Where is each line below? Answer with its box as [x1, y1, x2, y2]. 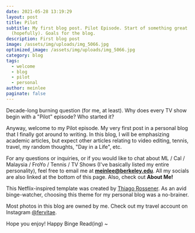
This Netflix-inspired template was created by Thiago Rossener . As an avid [6, 185, 187, 192]
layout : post [6, 14, 38, 20]
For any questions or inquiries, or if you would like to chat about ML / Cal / [6, 154, 185, 162]
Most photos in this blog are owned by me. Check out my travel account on [6, 202, 188, 209]
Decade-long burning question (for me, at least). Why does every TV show [6, 106, 187, 114]
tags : [6, 58, 19, 64]
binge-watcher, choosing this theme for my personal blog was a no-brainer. [6, 191, 189, 198]
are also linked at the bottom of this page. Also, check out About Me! [6, 173, 173, 180]
